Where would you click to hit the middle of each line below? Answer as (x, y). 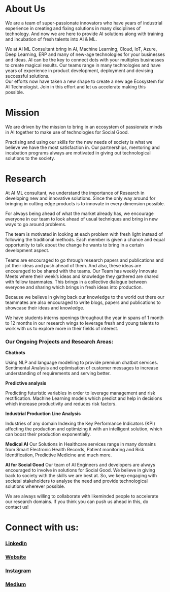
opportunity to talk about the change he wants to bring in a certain (75, 245)
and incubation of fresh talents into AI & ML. (51, 39)
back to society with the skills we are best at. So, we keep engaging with (81, 476)
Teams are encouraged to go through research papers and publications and (84, 260)
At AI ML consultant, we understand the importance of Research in (75, 193)
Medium (16, 584)
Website (16, 557)
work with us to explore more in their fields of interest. (62, 328)
